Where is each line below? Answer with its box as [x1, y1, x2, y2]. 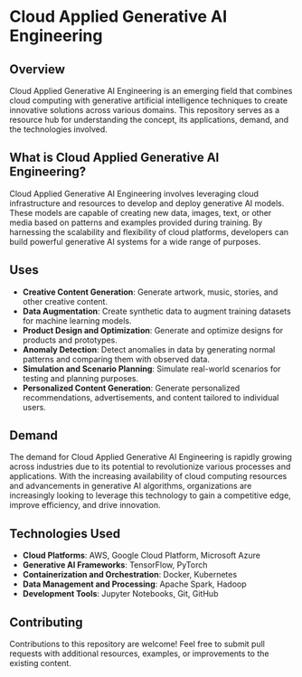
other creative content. [22, 296, 109, 306]
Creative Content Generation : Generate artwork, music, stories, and [22, 287, 278, 297]
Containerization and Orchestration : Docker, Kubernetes [22, 569, 238, 580]
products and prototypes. [22, 334, 118, 345]
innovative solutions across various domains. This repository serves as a [9, 105, 280, 115]
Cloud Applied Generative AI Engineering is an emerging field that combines [9, 86, 293, 96]
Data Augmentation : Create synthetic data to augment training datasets [22, 306, 291, 316]
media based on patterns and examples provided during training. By [9, 217, 263, 228]
